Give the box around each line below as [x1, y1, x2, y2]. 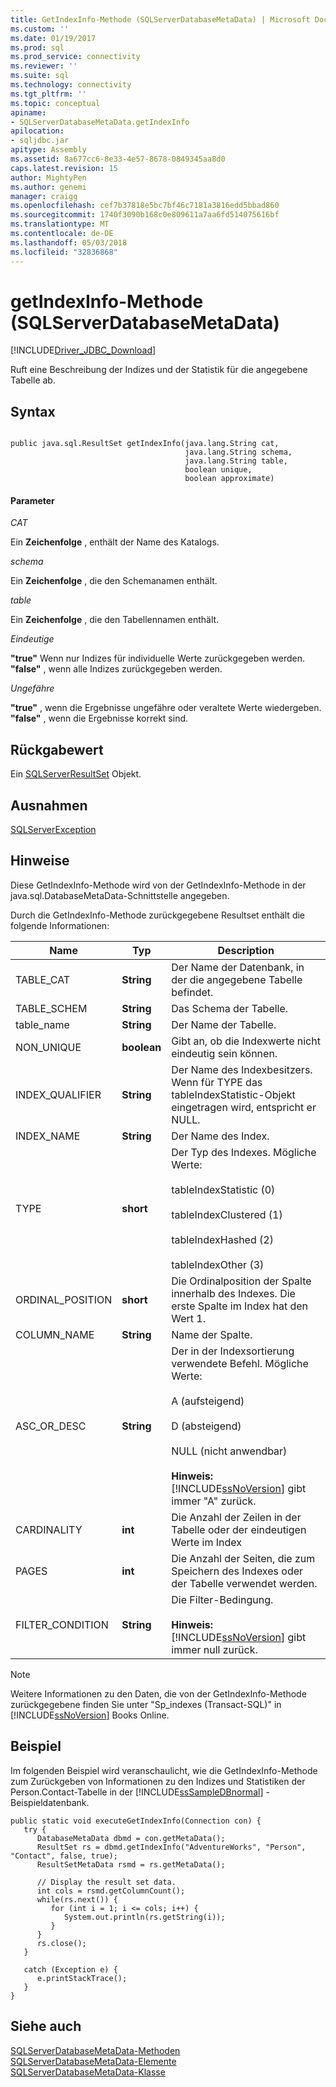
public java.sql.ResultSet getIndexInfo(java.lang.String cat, [10, 439, 280, 449]
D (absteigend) [171, 1419, 242, 1433]
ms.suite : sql [10, 71, 70, 81]
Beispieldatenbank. [10, 1796, 90, 1808]
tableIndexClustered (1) [171, 1207, 283, 1221]
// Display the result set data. [36, 1877, 177, 1887]
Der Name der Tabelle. [171, 1017, 277, 1031]
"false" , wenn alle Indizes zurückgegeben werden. [10, 663, 223, 675]
